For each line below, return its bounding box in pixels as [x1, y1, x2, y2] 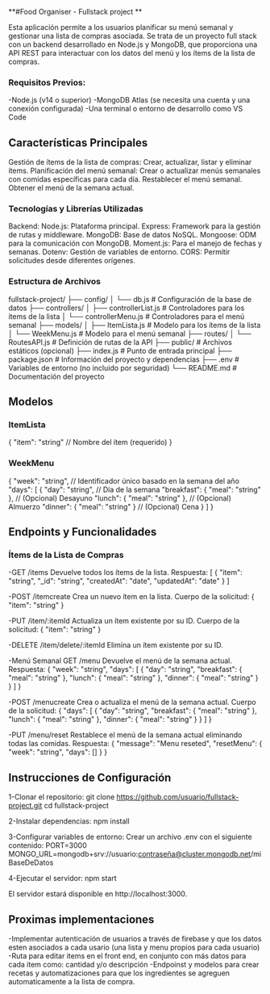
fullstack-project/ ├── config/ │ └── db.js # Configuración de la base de [8, 294, 252, 304]
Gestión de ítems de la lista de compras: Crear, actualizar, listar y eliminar [8, 157, 252, 167]
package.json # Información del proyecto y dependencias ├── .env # [8, 354, 239, 364]
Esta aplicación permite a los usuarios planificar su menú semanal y [8, 23, 234, 31]
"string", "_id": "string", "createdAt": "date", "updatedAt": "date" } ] [8, 577, 230, 586]
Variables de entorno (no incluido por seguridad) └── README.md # [8, 363, 238, 372]
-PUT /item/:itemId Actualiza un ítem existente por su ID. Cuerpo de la [8, 616, 240, 626]
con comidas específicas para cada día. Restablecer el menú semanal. [8, 174, 243, 184]
